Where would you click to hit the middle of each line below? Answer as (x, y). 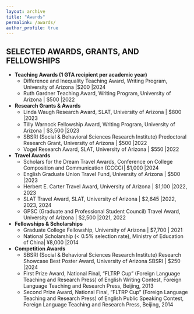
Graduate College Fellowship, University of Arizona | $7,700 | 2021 (103, 230)
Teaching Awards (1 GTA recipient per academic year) (81, 75)
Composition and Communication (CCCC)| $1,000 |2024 (91, 168)
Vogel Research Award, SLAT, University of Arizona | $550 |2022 (101, 149)
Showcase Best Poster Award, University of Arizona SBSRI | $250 (102, 261)
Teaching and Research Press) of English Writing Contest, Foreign (102, 280)
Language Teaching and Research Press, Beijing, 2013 (88, 286)
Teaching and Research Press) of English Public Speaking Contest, (103, 298)
